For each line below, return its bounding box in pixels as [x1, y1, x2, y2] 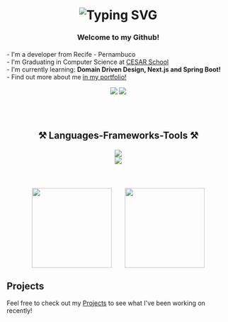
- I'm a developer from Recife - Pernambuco [6, 50, 136, 59]
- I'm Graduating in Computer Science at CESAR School [6, 57, 169, 67]
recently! [6, 306, 33, 315]
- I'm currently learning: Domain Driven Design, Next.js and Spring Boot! [6, 65, 221, 74]
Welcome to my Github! [76, 33, 160, 43]
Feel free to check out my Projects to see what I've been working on [6, 299, 206, 308]
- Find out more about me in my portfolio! [6, 73, 127, 82]
